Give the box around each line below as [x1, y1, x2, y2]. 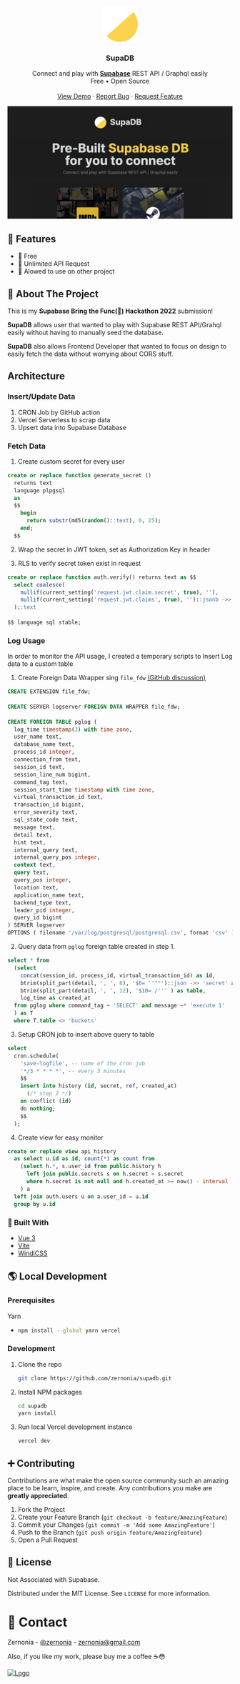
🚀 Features [7, 233, 56, 245]
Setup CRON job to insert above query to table [17, 1030, 155, 1038]
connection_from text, [14, 756, 81, 763]
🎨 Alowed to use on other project [17, 267, 115, 276]
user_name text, [14, 733, 62, 741]
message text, [14, 824, 56, 831]
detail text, [14, 831, 53, 838]
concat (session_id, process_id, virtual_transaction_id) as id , [20, 972, 216, 979]
